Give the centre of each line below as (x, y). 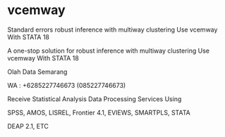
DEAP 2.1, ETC (28, 126)
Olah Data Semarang (37, 72)
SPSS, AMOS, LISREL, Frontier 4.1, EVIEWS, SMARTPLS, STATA (99, 112)
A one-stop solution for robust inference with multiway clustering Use (109, 51)
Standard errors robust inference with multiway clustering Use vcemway (112, 30)
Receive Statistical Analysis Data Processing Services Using (95, 99)
